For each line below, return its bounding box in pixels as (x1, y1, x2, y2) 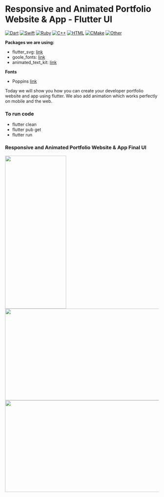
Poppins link (12, 78, 37, 84)
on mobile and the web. (5, 98, 53, 104)
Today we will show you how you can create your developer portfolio (5, 88, 144, 93)
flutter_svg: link (12, 49, 43, 55)
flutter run (12, 132, 33, 138)
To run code (5, 110, 34, 117)
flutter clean (12, 121, 37, 128)
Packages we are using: (5, 39, 55, 45)
